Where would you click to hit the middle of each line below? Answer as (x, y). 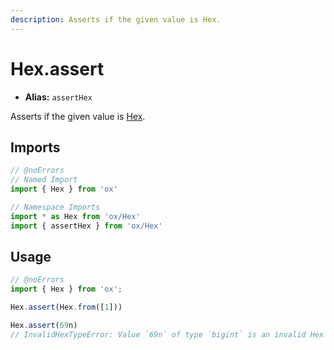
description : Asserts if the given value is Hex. (116, 19)
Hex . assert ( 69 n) (44, 326)
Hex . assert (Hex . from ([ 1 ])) (66, 307)
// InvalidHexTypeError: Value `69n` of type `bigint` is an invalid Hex (167, 334)
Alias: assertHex (58, 97)
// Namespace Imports (55, 207)
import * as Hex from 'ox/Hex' (75, 216)
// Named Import (44, 180)
